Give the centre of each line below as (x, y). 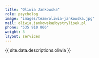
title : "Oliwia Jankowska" (32, 9)
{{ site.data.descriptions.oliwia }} (38, 50)
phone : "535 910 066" (27, 28)
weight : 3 (15, 32)
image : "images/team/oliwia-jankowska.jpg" (50, 18)
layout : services (23, 37)
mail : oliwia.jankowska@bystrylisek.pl (46, 23)
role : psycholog (21, 14)
